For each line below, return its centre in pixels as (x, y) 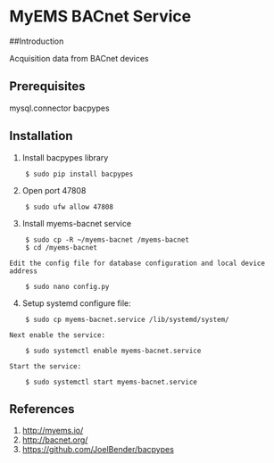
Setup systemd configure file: (76, 303)
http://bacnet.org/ (55, 440)
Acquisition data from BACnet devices (79, 58)
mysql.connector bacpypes (59, 108)
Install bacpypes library (65, 157)
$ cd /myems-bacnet (62, 247)
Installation (41, 136)
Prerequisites (47, 87)
